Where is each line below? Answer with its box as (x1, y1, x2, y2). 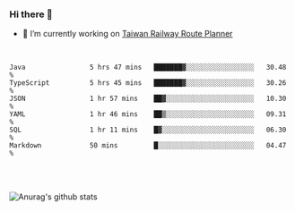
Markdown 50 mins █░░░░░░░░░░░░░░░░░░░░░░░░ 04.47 (9, 141, 287, 150)
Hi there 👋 (9, 8, 54, 21)
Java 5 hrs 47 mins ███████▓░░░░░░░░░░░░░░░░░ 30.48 (9, 63, 287, 72)
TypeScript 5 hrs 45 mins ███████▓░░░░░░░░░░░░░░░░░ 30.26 (9, 79, 287, 88)
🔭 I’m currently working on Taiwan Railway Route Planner (22, 29, 233, 39)
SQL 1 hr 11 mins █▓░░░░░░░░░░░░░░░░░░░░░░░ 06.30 (9, 125, 287, 135)
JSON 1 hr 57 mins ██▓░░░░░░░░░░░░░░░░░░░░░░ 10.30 (9, 94, 287, 104)
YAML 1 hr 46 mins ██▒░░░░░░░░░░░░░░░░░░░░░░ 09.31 (9, 110, 287, 119)
